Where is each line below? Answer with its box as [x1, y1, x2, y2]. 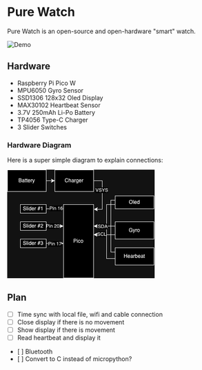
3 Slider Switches [17, 122, 68, 131]
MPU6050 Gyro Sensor [17, 86, 84, 94]
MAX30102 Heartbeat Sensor [17, 101, 101, 109]
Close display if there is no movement [17, 317, 125, 326]
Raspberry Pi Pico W [17, 79, 76, 87]
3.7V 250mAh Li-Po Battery [17, 108, 95, 116]
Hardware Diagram [7, 140, 72, 149]
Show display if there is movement [17, 326, 116, 334]
